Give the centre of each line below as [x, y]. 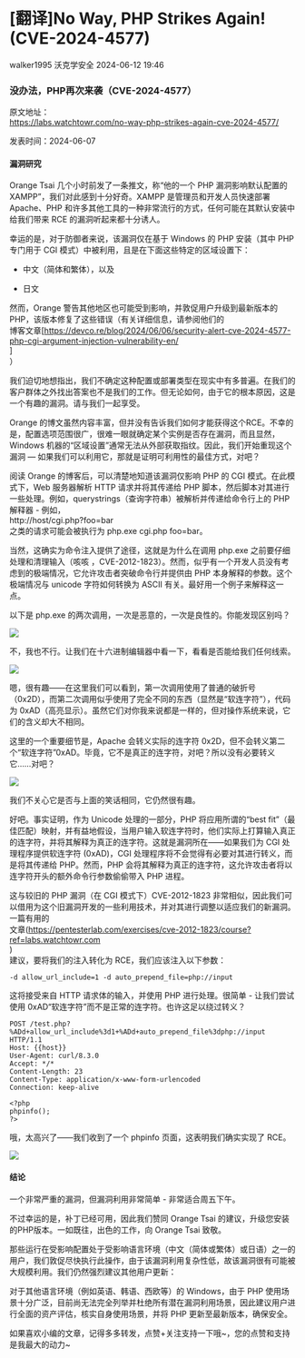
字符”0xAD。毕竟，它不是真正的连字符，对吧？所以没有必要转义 [156, 753]
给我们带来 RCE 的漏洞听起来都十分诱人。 [87, 220]
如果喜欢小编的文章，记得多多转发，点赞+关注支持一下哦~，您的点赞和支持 [150, 1333]
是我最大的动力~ [40, 1344]
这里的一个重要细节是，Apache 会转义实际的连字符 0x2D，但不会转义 [139, 741]
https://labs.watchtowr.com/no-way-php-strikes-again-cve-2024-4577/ [144, 123]
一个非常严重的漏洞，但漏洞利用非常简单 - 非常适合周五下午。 [125, 1199]
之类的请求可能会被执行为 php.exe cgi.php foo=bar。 [108, 531]
